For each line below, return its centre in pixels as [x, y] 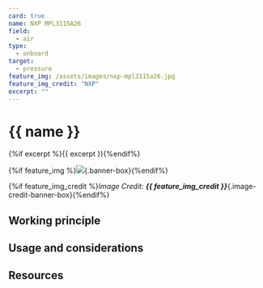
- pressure [34, 69]
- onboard [32, 54]
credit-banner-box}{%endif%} [59, 195]
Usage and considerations [76, 248]
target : [21, 62]
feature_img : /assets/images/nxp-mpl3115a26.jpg [92, 76]
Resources [36, 275]
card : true [27, 16]
